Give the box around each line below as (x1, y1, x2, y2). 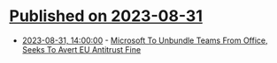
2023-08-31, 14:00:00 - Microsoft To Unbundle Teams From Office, (21, 35, 268, 45)
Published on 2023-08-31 (9, 6, 204, 26)
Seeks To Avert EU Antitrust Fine (21, 44, 142, 54)
